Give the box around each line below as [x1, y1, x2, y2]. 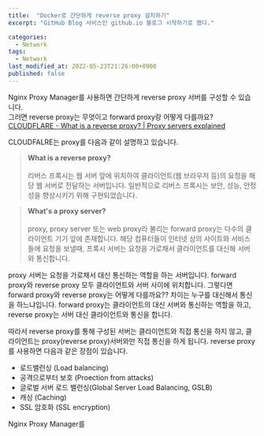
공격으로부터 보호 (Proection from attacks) [19, 372, 154, 382]
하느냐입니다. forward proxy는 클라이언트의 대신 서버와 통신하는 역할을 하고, [16, 300, 251, 309]
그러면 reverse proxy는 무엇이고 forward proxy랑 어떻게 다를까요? [8, 112, 214, 121]
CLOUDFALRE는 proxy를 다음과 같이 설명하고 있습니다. [8, 137, 179, 147]
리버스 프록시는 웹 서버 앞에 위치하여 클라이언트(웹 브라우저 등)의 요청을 [27, 170, 247, 180]
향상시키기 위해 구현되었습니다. [42, 190, 138, 199]
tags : [8, 48, 26, 56]
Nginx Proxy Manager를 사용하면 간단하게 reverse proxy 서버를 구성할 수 [8, 92, 236, 102]
